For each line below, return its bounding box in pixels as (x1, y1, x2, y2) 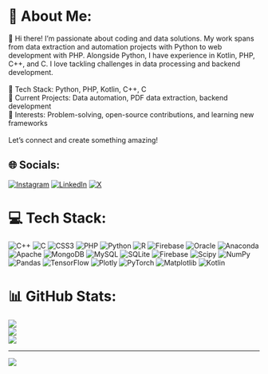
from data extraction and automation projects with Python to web (8, 41, 223, 51)
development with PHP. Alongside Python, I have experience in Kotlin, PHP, (8, 50, 255, 60)
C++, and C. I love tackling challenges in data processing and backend (8, 59, 241, 69)
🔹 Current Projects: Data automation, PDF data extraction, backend (8, 93, 229, 102)
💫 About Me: (8, 7, 93, 26)
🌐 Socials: (8, 159, 61, 172)
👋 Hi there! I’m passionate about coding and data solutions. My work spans (8, 33, 254, 43)
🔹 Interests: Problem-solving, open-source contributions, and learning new (8, 109, 254, 119)
